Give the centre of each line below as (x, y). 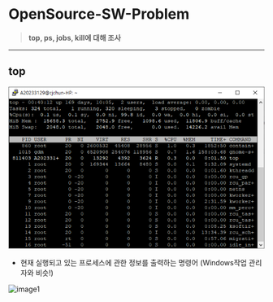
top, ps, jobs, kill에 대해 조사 (75, 37)
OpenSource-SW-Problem (99, 14)
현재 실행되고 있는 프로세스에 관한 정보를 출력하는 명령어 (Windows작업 (134, 263)
